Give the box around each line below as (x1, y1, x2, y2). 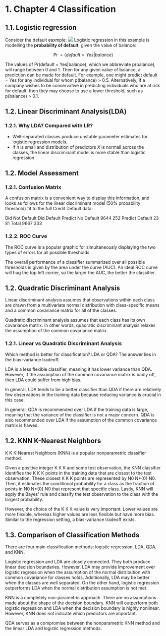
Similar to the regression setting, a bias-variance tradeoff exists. (5, 517, 136, 522)
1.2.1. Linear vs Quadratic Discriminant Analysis (5, 340, 122, 347)
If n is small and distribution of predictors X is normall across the (12, 144, 144, 150)
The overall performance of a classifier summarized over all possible (5, 259, 145, 265)
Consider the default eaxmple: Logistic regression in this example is (5, 37, 150, 43)
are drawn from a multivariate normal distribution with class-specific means (5, 302, 160, 308)
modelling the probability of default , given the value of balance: (5, 42, 136, 48)
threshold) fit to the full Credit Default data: (5, 206, 93, 212)
